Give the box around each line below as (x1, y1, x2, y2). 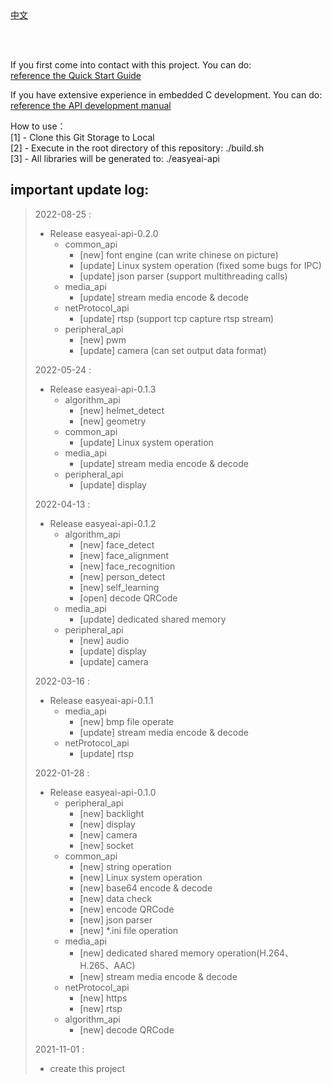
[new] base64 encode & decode (79, 882, 213, 894)
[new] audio (79, 634, 130, 646)
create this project (49, 1062, 126, 1074)
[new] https (79, 992, 128, 1004)
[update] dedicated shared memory (79, 613, 227, 625)
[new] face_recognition (79, 560, 176, 572)
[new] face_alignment (79, 549, 170, 561)
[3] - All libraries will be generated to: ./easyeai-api (10, 153, 220, 164)
